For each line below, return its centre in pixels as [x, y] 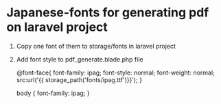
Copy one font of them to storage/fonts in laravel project [96, 46]
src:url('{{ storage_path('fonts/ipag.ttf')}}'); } [79, 79]
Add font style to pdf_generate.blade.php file [80, 59]
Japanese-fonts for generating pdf [108, 13]
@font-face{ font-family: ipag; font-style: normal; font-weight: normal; [116, 73]
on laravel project [57, 27]
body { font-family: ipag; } [53, 93]
